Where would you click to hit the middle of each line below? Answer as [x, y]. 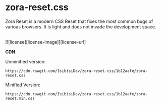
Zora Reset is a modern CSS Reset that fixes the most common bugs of [79, 21]
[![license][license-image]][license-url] [46, 42]
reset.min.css [20, 98]
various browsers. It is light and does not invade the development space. [81, 26]
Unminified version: [25, 61]
